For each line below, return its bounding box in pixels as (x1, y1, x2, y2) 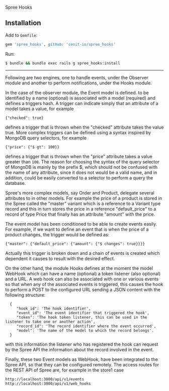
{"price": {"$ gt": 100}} (5, 144, 59, 150)
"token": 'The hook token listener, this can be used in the (16, 315, 147, 320)
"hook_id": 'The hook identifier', (16, 306, 92, 311)
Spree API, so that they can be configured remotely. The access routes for (5, 361, 159, 367)
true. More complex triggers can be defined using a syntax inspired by (5, 129, 151, 135)
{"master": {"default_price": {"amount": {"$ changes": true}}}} (5, 241, 145, 246)
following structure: (5, 291, 46, 298)
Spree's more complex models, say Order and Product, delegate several (5, 189, 155, 195)
